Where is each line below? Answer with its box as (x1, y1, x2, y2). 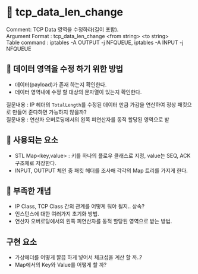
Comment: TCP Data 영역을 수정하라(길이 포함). (6, 26, 119, 33)
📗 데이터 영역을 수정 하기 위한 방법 (6, 64, 124, 74)
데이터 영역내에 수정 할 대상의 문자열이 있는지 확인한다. (14, 88, 142, 95)
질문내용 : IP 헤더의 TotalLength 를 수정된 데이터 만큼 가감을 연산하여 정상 (6, 101, 177, 108)
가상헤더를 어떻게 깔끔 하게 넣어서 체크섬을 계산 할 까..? (14, 254, 143, 261)
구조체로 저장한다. (14, 159, 56, 166)
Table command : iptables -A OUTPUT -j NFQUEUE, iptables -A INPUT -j (6, 39, 184, 46)
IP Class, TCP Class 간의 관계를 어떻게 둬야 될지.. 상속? (14, 203, 144, 210)
